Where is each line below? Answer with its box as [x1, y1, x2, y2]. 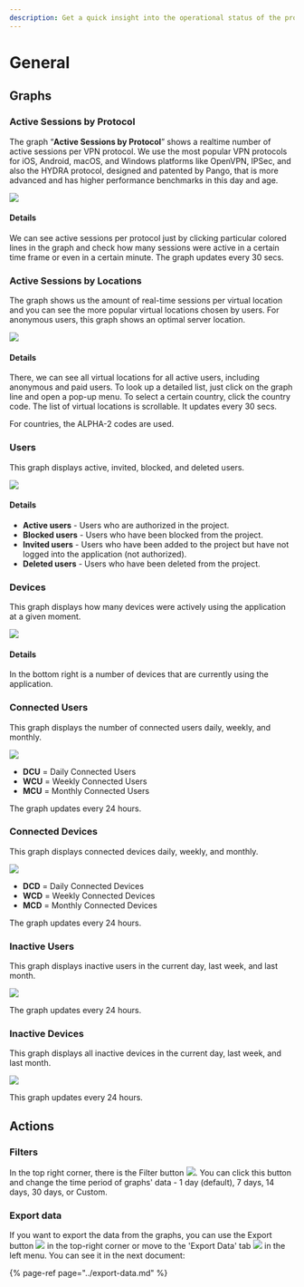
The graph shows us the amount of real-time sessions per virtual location [9, 295, 283, 305]
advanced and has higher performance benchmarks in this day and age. [9, 174, 279, 186]
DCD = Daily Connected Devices [22, 880, 145, 891]
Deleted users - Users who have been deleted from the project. [22, 558, 261, 569]
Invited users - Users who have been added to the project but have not [22, 538, 290, 549]
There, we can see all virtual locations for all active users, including [9, 373, 261, 383]
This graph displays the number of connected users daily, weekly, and [9, 721, 271, 732]
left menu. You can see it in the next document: [9, 1250, 185, 1261]
